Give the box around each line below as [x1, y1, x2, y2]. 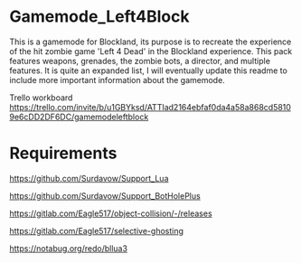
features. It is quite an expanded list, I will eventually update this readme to [9, 65, 287, 76]
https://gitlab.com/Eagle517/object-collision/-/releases [9, 208, 212, 219]
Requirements [9, 143, 118, 164]
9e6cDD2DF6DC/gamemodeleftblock [9, 111, 149, 122]
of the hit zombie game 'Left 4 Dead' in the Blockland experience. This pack [9, 45, 293, 56]
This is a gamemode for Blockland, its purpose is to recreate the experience [9, 36, 292, 47]
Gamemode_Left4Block [9, 6, 190, 27]
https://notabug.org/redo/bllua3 [9, 242, 128, 254]
